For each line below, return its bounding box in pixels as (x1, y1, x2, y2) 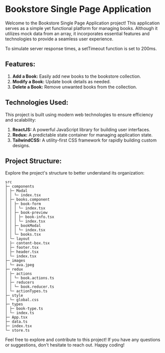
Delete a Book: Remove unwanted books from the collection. (12, 84, 138, 90)
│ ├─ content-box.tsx (5, 241, 50, 246)
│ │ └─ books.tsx (5, 232, 41, 237)
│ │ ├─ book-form (5, 201, 41, 206)
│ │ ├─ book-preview (5, 210, 48, 215)
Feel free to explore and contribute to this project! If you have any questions (5, 337, 161, 343)
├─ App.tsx (5, 315, 28, 320)
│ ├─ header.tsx (5, 249, 39, 255)
